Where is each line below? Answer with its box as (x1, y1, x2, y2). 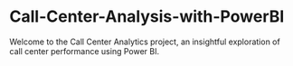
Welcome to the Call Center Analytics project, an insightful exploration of (9, 36, 280, 47)
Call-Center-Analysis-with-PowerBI (9, 6, 285, 27)
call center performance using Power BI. (9, 45, 160, 56)
